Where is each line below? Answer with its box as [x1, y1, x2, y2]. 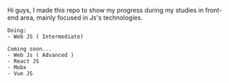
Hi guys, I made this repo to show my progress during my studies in [7, 6, 204, 14]
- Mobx [7, 64, 27, 71]
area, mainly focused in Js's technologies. [20, 13, 143, 22]
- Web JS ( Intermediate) [7, 33, 83, 40]
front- [204, 6, 223, 14]
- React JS [7, 58, 40, 65]
